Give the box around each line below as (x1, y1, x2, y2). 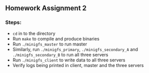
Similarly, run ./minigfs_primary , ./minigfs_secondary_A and (12, 46, 138, 52)
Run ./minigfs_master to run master (12, 41, 87, 47)
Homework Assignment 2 (5, 4, 87, 12)
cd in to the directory (12, 30, 55, 36)
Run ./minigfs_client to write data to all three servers (12, 57, 126, 63)
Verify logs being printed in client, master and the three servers (12, 62, 144, 68)
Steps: (5, 19, 22, 26)
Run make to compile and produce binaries (12, 35, 100, 41)
